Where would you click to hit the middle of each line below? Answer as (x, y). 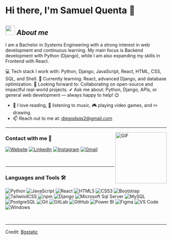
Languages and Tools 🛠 (36, 178)
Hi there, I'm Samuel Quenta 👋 (70, 10)
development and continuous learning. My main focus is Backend (74, 50)
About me (32, 32)
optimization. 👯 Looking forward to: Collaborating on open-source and (79, 84)
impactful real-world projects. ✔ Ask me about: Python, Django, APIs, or (81, 90)
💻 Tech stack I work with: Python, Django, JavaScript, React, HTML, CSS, (83, 71)
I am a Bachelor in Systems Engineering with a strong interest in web (78, 45)
